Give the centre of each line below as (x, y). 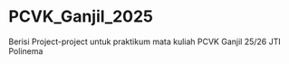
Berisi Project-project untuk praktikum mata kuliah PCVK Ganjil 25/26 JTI (145, 41)
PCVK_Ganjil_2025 (81, 17)
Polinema (26, 50)
